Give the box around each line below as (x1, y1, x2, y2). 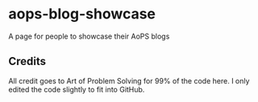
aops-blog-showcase (8, 5, 156, 23)
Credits (8, 55, 47, 68)
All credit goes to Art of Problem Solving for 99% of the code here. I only (8, 75, 250, 85)
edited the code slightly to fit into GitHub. (8, 84, 145, 94)
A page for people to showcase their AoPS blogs (8, 31, 170, 41)
